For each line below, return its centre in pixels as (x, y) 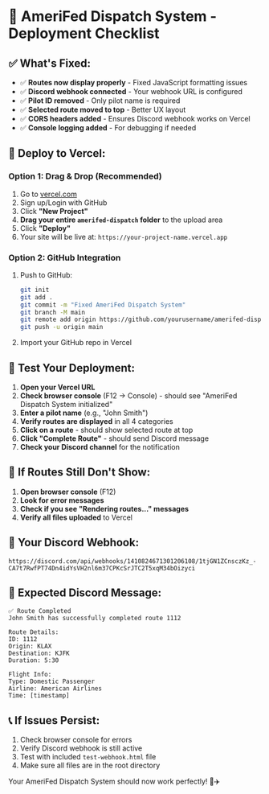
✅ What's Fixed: (49, 63)
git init (35, 290)
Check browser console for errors (76, 740)
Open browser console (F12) (68, 492)
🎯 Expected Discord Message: (85, 593)
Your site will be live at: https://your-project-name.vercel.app (124, 237)
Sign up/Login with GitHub (63, 202)
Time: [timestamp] (39, 696)
